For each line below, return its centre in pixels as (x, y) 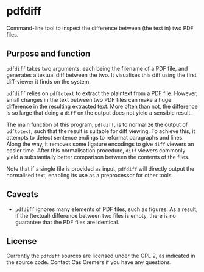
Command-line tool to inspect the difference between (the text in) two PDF (100, 28)
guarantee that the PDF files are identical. (67, 222)
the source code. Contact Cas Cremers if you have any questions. (89, 262)
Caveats (22, 194)
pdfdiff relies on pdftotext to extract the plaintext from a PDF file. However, (102, 93)
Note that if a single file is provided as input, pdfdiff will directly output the (100, 168)
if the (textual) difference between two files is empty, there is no (96, 215)
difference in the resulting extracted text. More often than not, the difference (102, 106)
